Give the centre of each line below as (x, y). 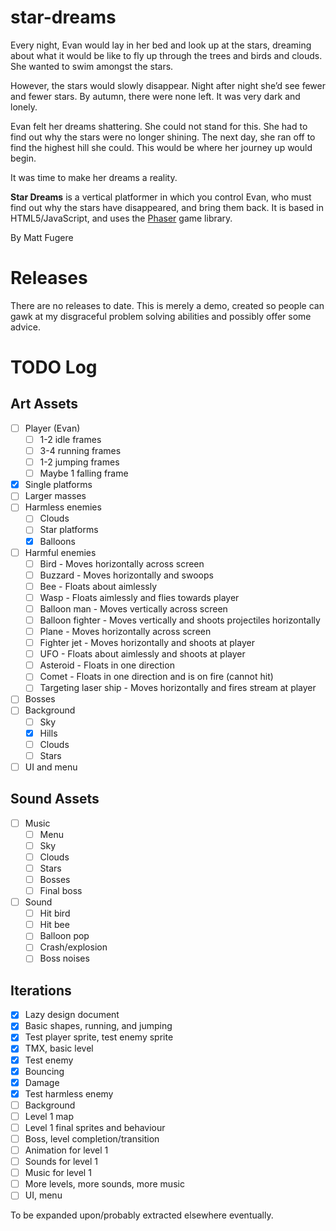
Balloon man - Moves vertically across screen (133, 608)
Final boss (61, 890)
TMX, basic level (59, 1048)
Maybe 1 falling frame (84, 473)
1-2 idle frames (70, 439)
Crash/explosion (73, 947)
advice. (25, 327)
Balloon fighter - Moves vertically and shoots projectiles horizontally (180, 620)
